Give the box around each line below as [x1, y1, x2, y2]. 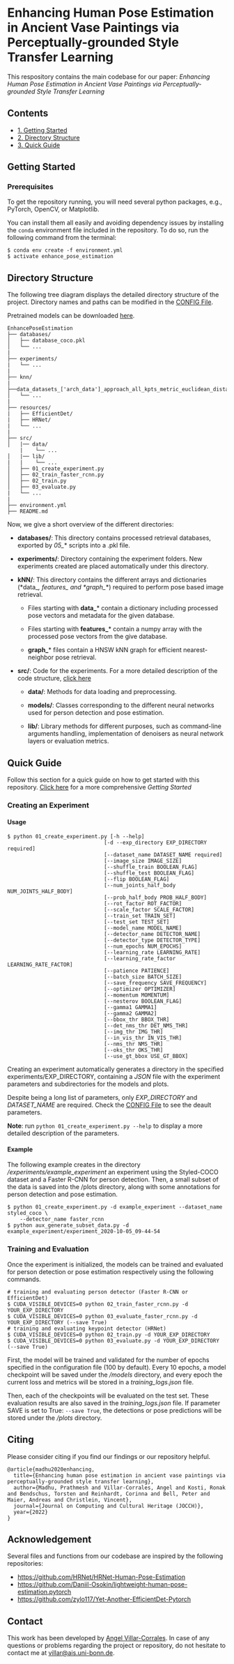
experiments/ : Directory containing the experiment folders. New [17, 554, 203, 563]
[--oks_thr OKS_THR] [103, 1047, 164, 1054]
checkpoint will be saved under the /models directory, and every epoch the [7, 1370, 223, 1379]
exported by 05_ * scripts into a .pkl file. [17, 541, 130, 550]
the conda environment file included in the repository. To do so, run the [7, 226, 209, 234]
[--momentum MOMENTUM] [103, 992, 170, 999]
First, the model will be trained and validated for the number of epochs [7, 1355, 210, 1364]
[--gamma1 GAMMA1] [103, 1004, 157, 1011]
